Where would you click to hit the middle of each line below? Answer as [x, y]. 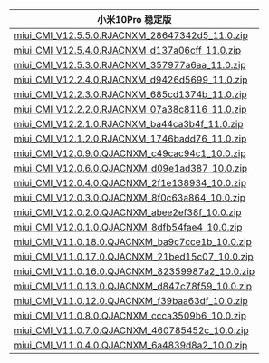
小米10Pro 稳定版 [134, 20]
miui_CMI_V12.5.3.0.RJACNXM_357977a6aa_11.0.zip [130, 65]
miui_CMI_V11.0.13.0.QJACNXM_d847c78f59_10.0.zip [133, 286]
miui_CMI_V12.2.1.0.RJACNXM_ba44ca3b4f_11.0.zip [129, 124]
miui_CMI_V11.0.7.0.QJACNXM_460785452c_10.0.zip [131, 330]
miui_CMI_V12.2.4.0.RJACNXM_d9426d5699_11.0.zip [131, 79]
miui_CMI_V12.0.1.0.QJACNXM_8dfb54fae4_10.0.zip [128, 227]
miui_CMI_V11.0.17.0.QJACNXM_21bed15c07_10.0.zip [134, 256]
